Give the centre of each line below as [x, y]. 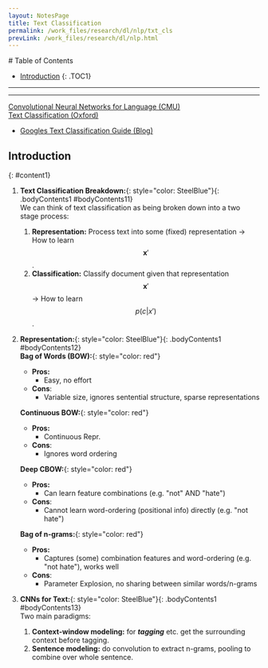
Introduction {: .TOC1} [55, 76]
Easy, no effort [67, 380]
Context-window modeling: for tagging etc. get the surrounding [138, 632]
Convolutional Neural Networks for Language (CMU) [95, 107]
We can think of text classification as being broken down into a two [130, 208]
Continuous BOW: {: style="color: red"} [84, 413]
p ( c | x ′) [146, 311]
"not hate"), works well [81, 567]
